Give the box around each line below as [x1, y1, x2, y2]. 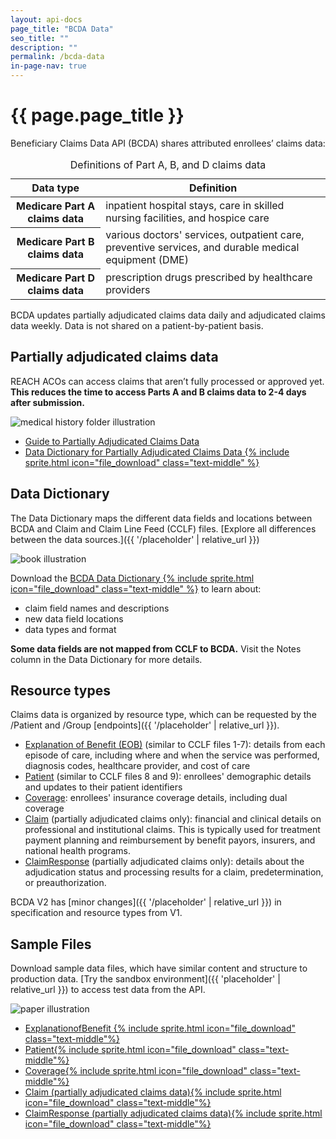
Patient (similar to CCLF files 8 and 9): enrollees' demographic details [24, 771, 312, 783]
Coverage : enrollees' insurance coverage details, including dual [24, 792, 288, 804]
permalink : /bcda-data [10, 52, 105, 62]
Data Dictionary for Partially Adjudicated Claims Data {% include [24, 446, 290, 458]
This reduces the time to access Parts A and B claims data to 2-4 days [10, 386, 307, 398]
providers [105, 282, 151, 296]
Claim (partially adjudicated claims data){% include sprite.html [24, 1086, 282, 1098]
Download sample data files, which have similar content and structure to [10, 962, 308, 975]
